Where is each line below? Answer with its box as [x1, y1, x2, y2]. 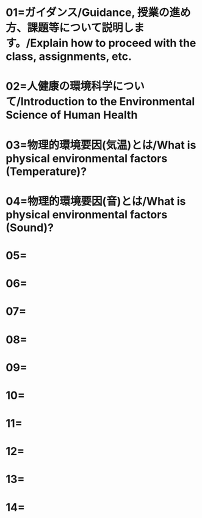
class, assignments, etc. [5, 50, 132, 64]
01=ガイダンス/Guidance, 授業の [5, 6, 170, 20]
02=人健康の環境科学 [5, 80, 113, 94]
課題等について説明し [27, 21, 134, 35]
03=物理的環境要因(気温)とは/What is [5, 138, 197, 152]
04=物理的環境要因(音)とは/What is [5, 194, 186, 208]
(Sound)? [5, 221, 54, 234]
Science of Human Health [5, 108, 138, 122]
